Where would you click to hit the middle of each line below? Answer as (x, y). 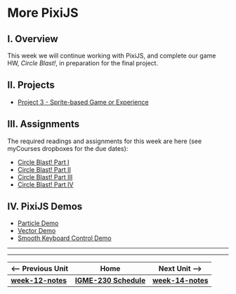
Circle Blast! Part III (45, 177)
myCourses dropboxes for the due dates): (68, 148)
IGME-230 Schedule (110, 281)
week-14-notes (180, 281)
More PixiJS (43, 13)
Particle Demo (38, 223)
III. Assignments (44, 124)
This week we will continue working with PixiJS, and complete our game (112, 55)
